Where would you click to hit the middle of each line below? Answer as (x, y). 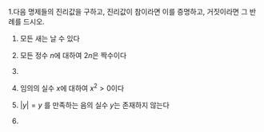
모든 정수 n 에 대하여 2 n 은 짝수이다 (73, 55)
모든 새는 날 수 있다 (50, 39)
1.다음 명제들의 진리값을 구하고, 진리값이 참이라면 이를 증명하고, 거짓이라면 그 (128, 12)
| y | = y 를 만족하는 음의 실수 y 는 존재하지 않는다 (94, 105)
